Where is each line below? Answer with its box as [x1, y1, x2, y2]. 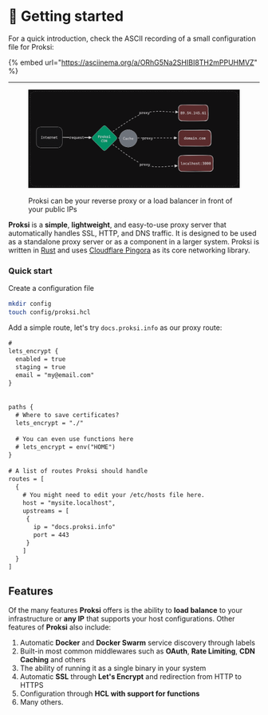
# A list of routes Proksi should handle [8, 467, 148, 475]
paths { [8, 403, 34, 411]
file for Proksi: [8, 42, 54, 51]
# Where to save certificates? [15, 411, 120, 419]
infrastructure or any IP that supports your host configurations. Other [8, 614, 235, 624]
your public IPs [28, 204, 77, 214]
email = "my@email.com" [15, 371, 94, 379]
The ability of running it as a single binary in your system [19, 663, 207, 673]
